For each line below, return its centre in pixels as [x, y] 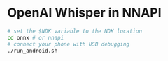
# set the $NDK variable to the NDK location [75, 31]
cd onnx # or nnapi [36, 37]
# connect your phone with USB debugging [69, 44]
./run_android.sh [33, 51]
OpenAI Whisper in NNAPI [85, 13]
